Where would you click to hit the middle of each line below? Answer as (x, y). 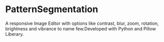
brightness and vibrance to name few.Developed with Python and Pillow (81, 28)
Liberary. (15, 34)
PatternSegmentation (52, 9)
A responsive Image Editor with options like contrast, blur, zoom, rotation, (82, 23)
